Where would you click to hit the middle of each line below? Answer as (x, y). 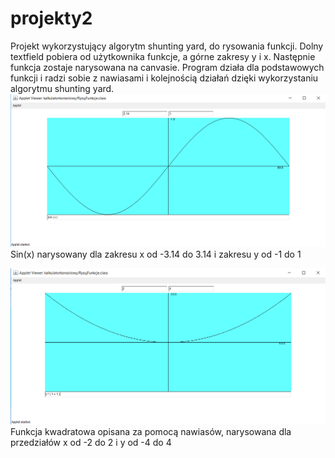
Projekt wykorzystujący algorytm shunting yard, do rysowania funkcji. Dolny (167, 46)
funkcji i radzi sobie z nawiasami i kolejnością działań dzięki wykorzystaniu (164, 78)
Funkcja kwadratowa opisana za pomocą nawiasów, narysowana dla (151, 431)
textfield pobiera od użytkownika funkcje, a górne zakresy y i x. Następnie (163, 56)
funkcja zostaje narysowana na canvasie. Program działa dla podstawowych (167, 67)
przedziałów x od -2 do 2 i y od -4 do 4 (91, 442)
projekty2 (51, 18)
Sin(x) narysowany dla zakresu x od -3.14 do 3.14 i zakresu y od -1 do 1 (156, 254)
